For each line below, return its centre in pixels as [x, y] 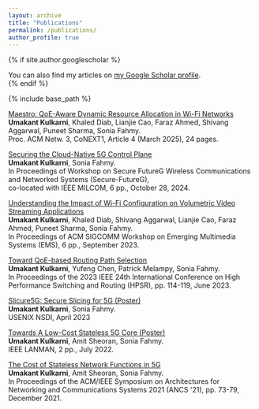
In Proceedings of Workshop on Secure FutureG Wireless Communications [129, 171]
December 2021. [35, 398]
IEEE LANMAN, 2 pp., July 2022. [61, 350]
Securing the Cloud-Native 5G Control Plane [80, 154]
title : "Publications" [45, 23]
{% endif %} [28, 84]
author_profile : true [44, 37]
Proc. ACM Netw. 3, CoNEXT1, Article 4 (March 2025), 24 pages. [113, 139]
